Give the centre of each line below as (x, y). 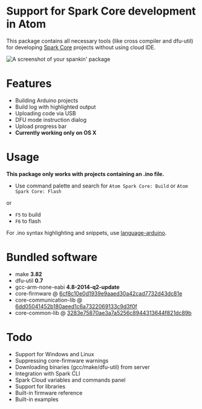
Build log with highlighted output (55, 107)
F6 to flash (28, 221)
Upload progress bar (41, 126)
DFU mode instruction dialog (50, 120)
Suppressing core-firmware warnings (62, 360)
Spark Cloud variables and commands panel (70, 380)
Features (29, 84)
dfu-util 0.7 (29, 280)
